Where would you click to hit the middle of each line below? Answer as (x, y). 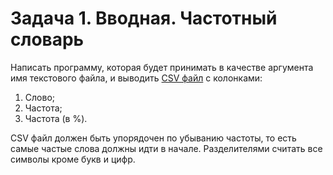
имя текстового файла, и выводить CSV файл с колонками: (136, 78)
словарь (47, 39)
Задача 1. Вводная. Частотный (144, 18)
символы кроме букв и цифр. (73, 159)
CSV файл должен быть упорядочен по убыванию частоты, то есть (153, 138)
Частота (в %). (56, 118)
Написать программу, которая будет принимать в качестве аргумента (162, 67)
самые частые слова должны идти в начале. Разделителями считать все (166, 148)
